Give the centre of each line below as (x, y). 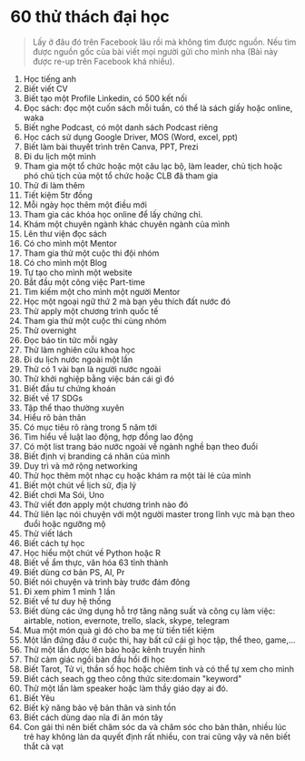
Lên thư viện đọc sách (65, 233)
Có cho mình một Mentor (70, 243)
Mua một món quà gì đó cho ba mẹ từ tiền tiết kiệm (119, 630)
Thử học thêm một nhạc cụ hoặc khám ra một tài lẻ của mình (137, 475)
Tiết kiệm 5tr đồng (58, 195)
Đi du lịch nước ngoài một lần (78, 359)
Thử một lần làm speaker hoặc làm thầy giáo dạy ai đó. (126, 688)
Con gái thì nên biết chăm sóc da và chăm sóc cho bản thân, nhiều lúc (155, 726)
